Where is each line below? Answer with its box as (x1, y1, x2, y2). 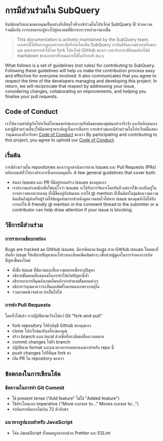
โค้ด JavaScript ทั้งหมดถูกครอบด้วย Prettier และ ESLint (12, 430, 111, 436)
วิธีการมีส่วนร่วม (5, 221, 43, 229)
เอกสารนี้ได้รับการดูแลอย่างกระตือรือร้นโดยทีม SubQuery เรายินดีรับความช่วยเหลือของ (17, 41, 157, 47)
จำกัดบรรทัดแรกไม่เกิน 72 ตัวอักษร (12, 406, 69, 412)
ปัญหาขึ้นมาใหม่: (5, 257, 31, 263)
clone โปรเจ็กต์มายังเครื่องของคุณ (12, 328, 68, 334)
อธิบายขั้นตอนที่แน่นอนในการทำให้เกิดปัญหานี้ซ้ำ (12, 273, 89, 279)
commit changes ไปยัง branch (12, 339, 71, 345)
